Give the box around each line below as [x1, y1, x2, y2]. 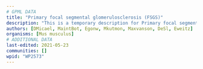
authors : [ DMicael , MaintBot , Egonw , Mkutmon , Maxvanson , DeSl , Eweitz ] [6, 25, 193, 32]
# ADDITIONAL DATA [6, 37, 53, 43]
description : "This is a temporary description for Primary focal [6, 20, 177, 26]
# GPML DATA [6, 8, 36, 15]
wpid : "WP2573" [6, 53, 45, 59]
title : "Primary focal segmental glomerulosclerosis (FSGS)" [6, 14, 164, 20]
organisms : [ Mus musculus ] [6, 31, 74, 37]
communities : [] [6, 48, 47, 54]
